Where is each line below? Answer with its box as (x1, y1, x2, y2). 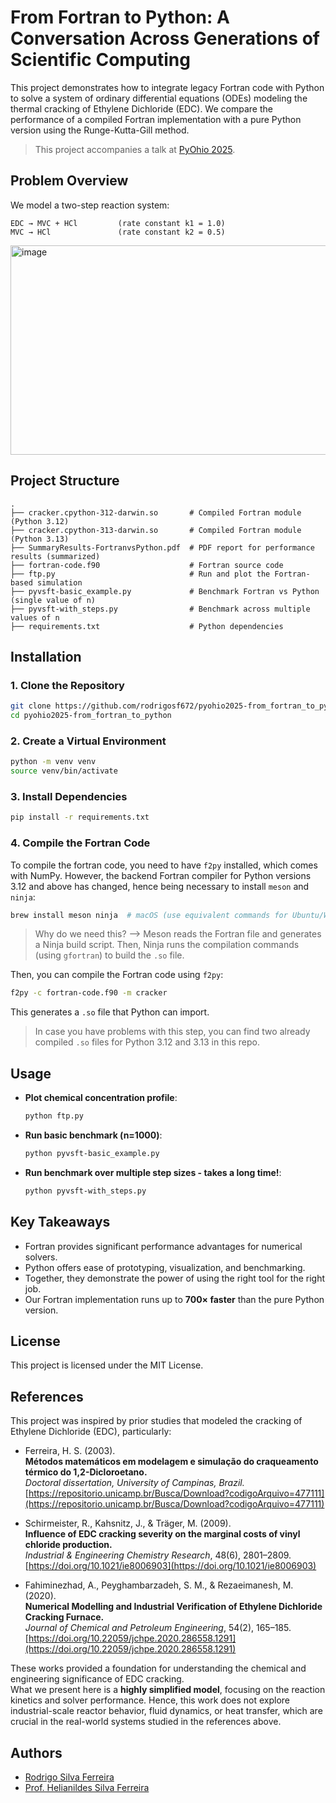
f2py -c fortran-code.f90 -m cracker (10, 988, 168, 998)
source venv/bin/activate (10, 766, 118, 776)
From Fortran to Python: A (10, 6, 230, 29)
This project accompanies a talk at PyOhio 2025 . (34, 143, 236, 155)
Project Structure (10, 472, 120, 490)
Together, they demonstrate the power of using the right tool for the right (24, 1272, 326, 1284)
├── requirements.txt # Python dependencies (10, 621, 284, 631)
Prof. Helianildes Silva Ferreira (24, 1781, 150, 1793)
